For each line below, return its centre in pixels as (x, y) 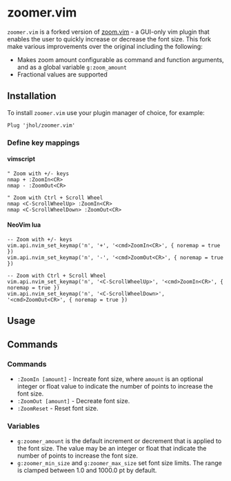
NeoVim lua (24, 225)
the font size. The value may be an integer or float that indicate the (112, 449)
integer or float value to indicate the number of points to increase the (115, 387)
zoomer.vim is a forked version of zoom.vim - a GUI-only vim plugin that (109, 32)
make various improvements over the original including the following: (105, 46)
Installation (32, 96)
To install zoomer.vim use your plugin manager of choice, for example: (106, 112)
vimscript (21, 159)
